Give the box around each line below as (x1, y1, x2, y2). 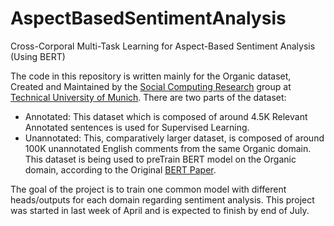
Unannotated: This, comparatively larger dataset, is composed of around (24, 132, 325, 144)
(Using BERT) (10, 50, 66, 62)
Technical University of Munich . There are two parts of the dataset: (10, 91, 287, 103)
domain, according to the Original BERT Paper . (24, 163, 217, 176)
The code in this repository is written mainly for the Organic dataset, (10, 70, 292, 82)
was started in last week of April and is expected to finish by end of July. (10, 204, 310, 216)
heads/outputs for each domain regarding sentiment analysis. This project (10, 193, 315, 206)
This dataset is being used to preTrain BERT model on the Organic (24, 153, 297, 165)
